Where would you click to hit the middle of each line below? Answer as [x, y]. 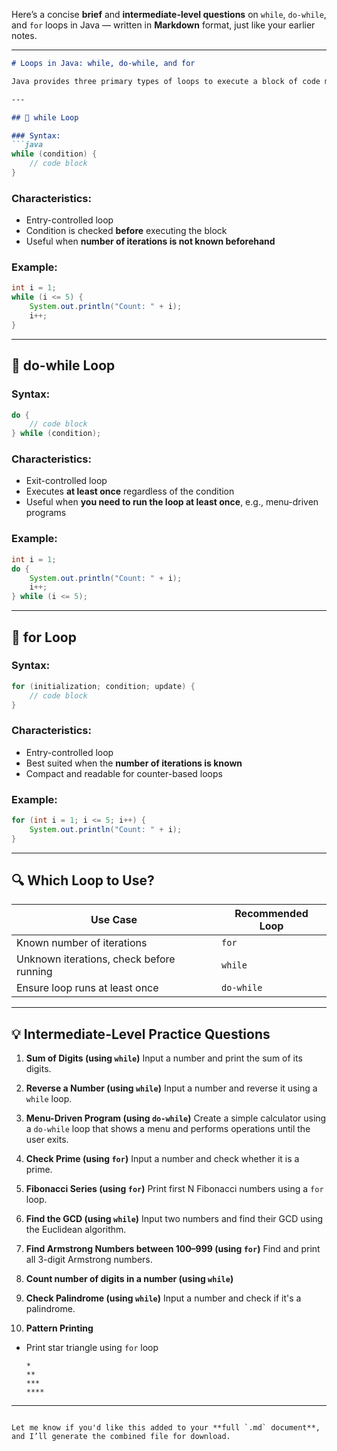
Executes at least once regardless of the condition [130, 491]
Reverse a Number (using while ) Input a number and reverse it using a [171, 1088]
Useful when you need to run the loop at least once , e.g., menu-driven [172, 502]
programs [46, 513]
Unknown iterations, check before [96, 959]
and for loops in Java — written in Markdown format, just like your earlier [163, 25]
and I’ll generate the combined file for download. [121, 1437]
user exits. [47, 1140]
